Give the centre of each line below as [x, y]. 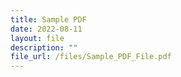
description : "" [44, 47]
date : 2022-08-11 [46, 29]
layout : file [37, 38]
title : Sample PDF [48, 19]
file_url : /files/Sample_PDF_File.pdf [91, 57]
